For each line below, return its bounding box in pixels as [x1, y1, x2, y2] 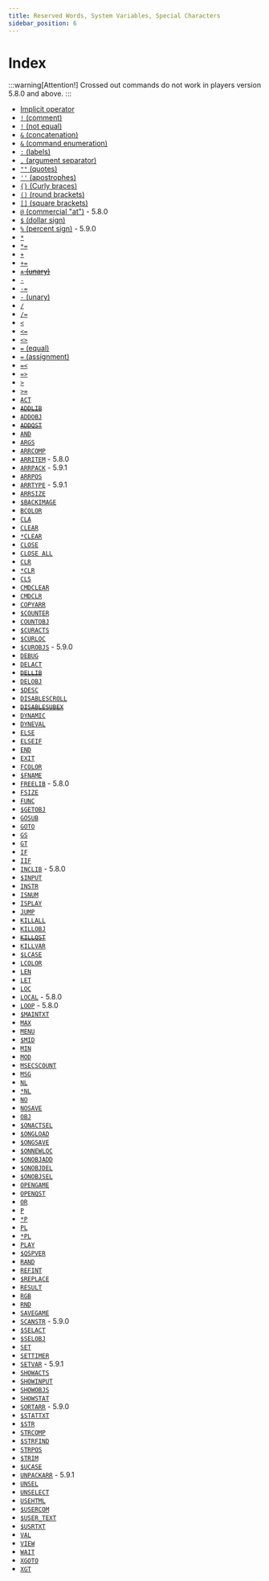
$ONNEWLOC [19, 1147, 54, 1155]
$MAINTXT [19, 1011, 50, 1019]
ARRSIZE [19, 490, 46, 498]
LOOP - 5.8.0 [19, 1001, 59, 1011]
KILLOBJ [19, 925, 46, 933]
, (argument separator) [19, 156, 97, 165]
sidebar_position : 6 [8, 19, 78, 27]
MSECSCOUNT [19, 1062, 57, 1070]
